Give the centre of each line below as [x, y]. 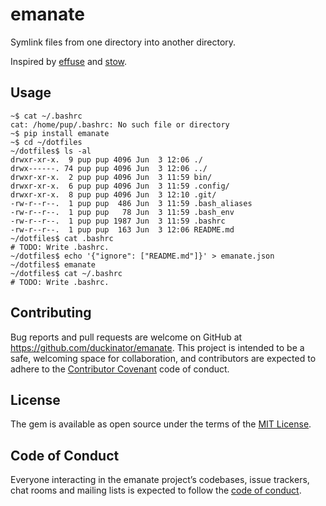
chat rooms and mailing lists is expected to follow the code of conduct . [156, 490]
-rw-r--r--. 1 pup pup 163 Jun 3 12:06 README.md [122, 229]
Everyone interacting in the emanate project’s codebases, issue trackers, [160, 480]
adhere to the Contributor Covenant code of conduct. [120, 369]
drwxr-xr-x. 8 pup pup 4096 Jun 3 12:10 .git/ [113, 194]
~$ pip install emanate [60, 133]
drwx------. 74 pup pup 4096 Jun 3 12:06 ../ [109, 168]
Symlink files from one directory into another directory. [123, 42]
